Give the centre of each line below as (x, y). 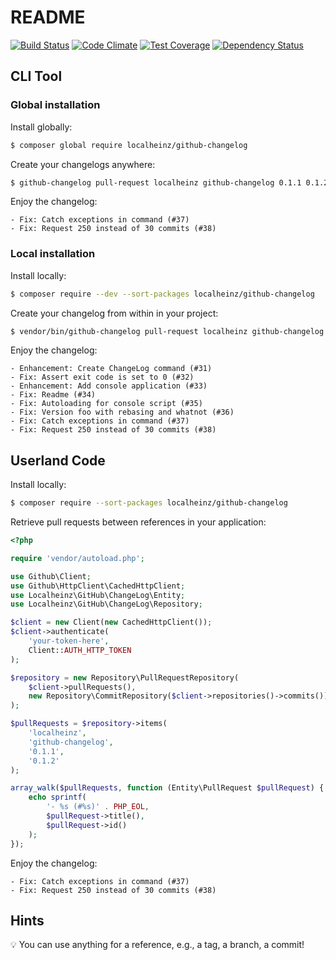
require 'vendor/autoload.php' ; (77, 558)
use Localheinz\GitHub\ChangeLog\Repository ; (106, 604)
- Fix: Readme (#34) (53, 395)
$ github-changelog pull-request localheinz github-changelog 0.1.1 (156, 182)
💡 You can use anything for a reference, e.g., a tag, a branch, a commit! (157, 945)
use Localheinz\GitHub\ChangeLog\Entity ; (98, 595)
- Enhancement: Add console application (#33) (109, 386)
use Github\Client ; (51, 576)
